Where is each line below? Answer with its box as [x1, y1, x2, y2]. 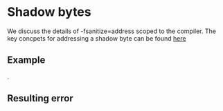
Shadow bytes [7, 4, 91, 20]
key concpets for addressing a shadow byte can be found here [7, 34, 186, 42]
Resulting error [7, 92, 74, 104]
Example [7, 54, 46, 66]
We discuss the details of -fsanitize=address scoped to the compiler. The [7, 27, 217, 35]
